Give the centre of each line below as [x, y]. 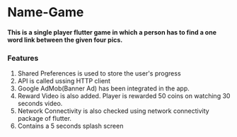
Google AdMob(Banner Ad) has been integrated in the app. [103, 88]
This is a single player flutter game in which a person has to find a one [112, 32]
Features [23, 58]
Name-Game [46, 12]
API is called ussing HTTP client [64, 81]
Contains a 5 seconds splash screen [70, 126]
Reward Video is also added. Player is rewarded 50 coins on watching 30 [124, 96]
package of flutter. [45, 119]
